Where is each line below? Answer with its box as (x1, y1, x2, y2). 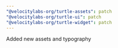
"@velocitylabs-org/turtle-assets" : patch (6, 8, 112, 15)
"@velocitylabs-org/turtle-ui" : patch (6, 14, 101, 20)
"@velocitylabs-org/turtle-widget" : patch (6, 19, 112, 25)
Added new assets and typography (6, 36, 91, 43)
